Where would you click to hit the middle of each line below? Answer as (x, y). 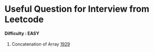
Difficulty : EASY (22, 33)
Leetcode (24, 19)
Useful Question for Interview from (77, 9)
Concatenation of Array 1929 (41, 44)
